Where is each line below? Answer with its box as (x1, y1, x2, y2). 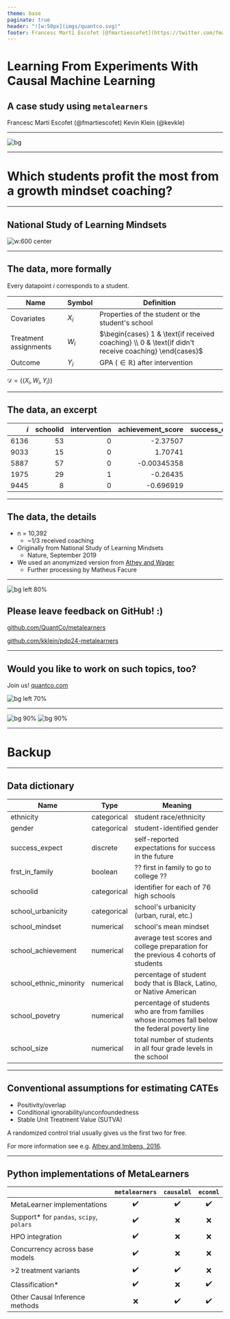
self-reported (134, 834, 179, 843)
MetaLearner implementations (10, 1200, 107, 1209)
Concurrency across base (10, 1244, 94, 1254)
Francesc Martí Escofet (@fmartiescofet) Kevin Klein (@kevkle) (7, 119, 185, 127)
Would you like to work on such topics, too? (7, 663, 197, 675)
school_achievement (10, 946, 77, 955)
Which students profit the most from (7, 169, 219, 184)
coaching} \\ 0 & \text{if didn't (99, 337, 195, 347)
